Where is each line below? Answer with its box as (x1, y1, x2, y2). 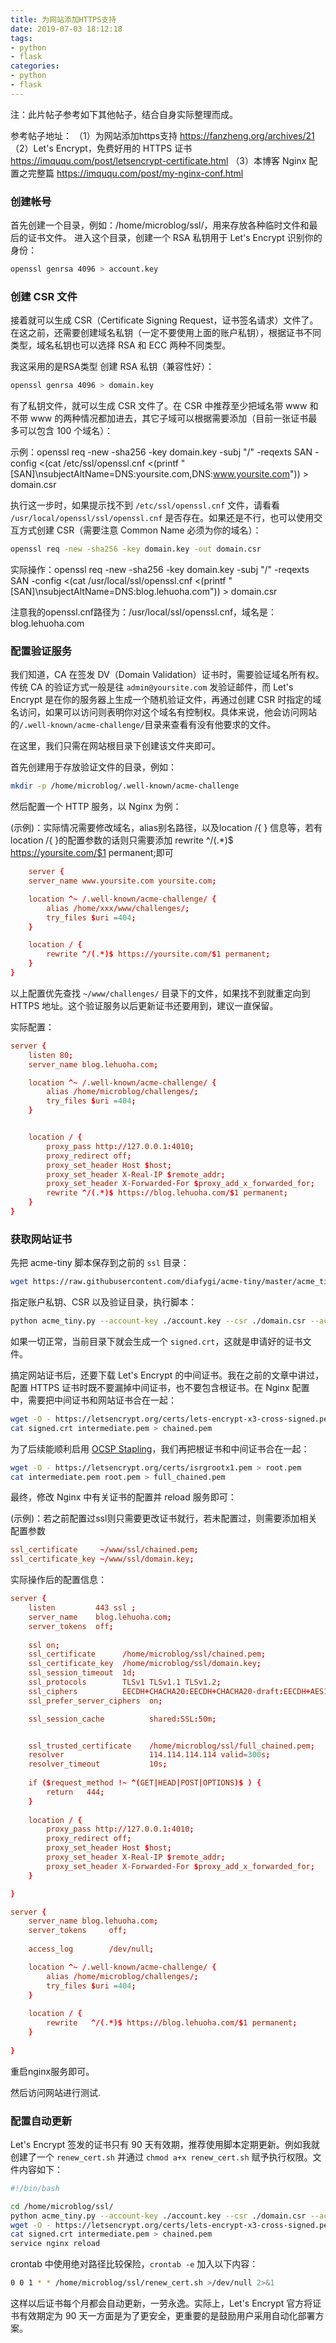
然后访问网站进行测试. (10, 2086, 102, 2098)
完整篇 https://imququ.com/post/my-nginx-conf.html (27, 167, 244, 179)
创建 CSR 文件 (10, 289, 78, 303)
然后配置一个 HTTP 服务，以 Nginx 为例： (10, 801, 182, 813)
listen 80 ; (28, 1050, 74, 1060)
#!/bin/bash (10, 2183, 60, 2193)
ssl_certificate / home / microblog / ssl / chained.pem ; (28, 1649, 267, 1660)
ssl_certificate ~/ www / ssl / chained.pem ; (10, 1545, 199, 1555)
